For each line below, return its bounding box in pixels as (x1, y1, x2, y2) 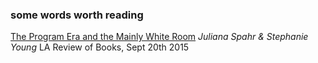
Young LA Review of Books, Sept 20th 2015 (10, 41, 190, 53)
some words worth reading (10, 8, 144, 22)
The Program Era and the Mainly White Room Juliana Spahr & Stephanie (10, 31, 309, 43)
